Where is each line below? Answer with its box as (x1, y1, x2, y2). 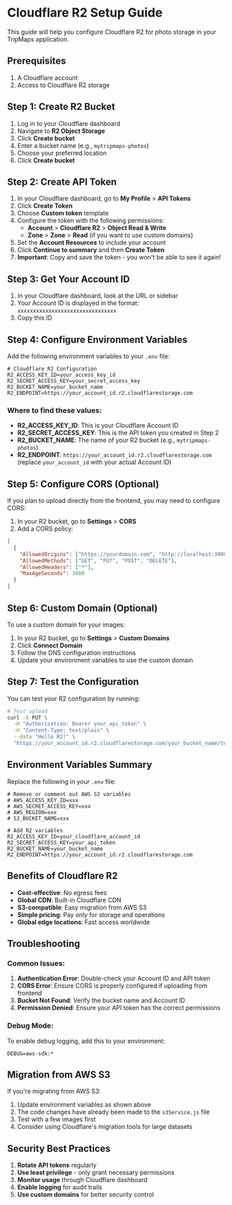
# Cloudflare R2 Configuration (7, 365, 97, 372)
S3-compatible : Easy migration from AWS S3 (17, 903, 147, 911)
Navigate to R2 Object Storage (17, 127, 106, 135)
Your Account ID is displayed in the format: (17, 299, 139, 307)
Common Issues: (7, 958, 66, 968)
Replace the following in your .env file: (7, 777, 116, 786)
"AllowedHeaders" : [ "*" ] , (19, 564, 95, 571)
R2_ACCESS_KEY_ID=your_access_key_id (7, 371, 116, 378)
